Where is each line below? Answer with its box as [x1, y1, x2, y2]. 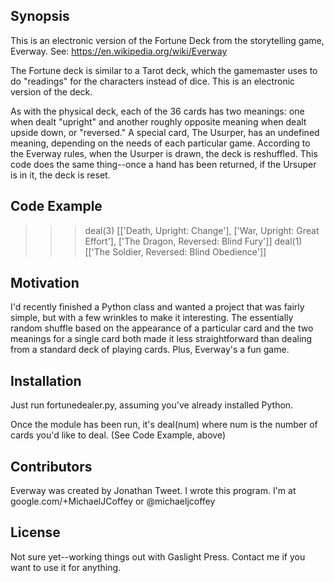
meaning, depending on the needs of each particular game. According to [10, 137, 311, 149]
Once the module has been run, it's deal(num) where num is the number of [10, 419, 318, 431]
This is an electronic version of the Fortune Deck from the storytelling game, [10, 34, 325, 46]
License [10, 524, 61, 541]
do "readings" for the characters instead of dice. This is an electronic [10, 75, 296, 87]
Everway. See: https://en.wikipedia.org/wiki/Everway [10, 45, 228, 57]
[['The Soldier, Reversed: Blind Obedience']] [84, 245, 267, 258]
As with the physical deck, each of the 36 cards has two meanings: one [10, 105, 305, 117]
